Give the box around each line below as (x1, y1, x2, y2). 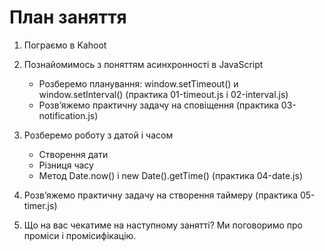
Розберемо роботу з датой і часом (23, 129, 174, 141)
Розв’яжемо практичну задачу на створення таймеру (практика (23, 189, 299, 201)
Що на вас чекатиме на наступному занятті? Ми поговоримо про (23, 219, 303, 231)
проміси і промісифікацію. (23, 229, 137, 241)
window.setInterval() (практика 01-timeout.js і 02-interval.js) (38, 88, 289, 100)
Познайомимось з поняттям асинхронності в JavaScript (23, 58, 264, 70)
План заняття (9, 6, 127, 29)
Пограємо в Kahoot (23, 39, 107, 51)
